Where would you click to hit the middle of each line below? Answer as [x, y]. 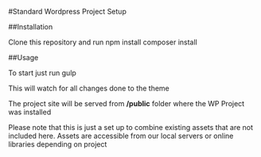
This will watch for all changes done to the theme [89, 88]
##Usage [23, 57]
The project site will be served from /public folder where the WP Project [127, 103]
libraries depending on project [58, 144]
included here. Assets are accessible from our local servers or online [121, 136]
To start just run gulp [43, 73]
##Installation [31, 27]
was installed [30, 112]
